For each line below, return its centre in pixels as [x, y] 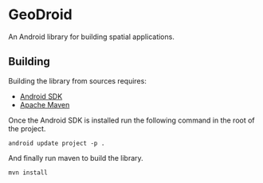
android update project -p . [57, 143]
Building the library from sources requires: [78, 80]
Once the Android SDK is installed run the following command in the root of [131, 120]
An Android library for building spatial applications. [92, 37]
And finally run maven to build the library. [76, 158]
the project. [27, 128]
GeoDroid [41, 15]
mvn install [28, 173]
